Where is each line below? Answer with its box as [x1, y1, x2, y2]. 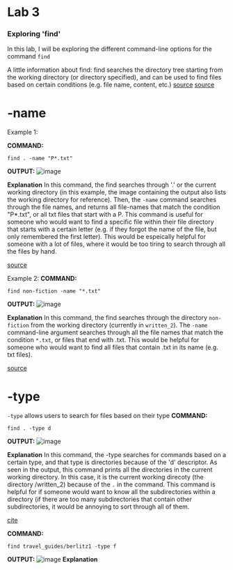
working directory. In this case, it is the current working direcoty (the [7, 473, 204, 482]
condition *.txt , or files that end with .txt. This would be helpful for [7, 336, 200, 344]
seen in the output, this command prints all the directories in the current [7, 465, 213, 474]
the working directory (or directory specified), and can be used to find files [7, 73, 222, 82]
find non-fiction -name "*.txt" [7, 288, 101, 295]
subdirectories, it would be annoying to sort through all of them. [7, 502, 190, 511]
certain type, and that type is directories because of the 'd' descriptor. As [7, 458, 218, 467]
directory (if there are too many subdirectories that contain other [7, 495, 193, 504]
